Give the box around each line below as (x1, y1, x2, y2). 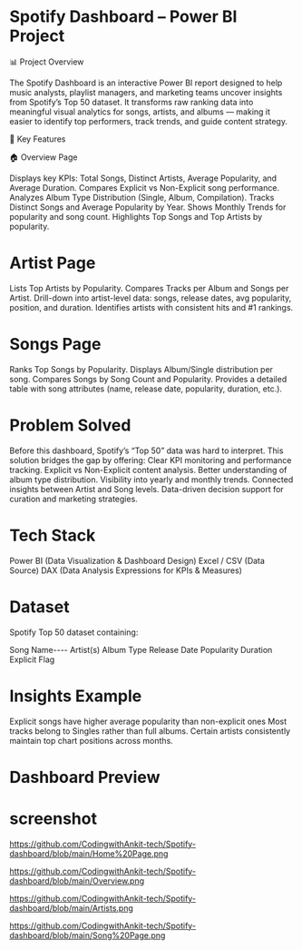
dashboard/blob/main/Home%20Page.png (9, 847, 169, 859)
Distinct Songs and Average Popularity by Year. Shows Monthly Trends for (9, 202, 287, 213)
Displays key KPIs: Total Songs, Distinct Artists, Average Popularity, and (9, 173, 278, 183)
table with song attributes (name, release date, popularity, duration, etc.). (9, 383, 283, 394)
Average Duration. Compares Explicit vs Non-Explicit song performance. (9, 182, 279, 193)
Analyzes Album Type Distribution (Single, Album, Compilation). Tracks (9, 192, 275, 203)
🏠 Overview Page (9, 152, 78, 163)
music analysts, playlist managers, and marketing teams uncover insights (9, 86, 283, 97)
